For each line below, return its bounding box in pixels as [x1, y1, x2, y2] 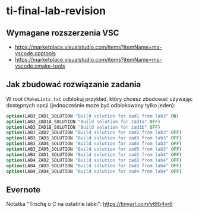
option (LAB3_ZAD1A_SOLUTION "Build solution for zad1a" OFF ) [6, 119, 161, 125]
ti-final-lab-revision [6, 4, 106, 18]
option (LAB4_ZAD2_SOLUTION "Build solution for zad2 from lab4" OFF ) [6, 157, 182, 163]
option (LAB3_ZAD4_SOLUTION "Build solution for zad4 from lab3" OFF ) [6, 141, 182, 147]
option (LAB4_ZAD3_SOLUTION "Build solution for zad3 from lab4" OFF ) [6, 163, 182, 169]
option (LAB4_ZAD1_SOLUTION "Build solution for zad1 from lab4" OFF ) [6, 151, 182, 158]
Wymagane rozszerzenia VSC [6, 28, 119, 38]
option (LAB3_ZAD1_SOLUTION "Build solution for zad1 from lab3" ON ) [6, 113, 179, 119]
